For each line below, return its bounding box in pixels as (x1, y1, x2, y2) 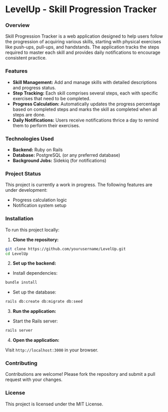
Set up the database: (12, 289, 57, 296)
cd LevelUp (5, 251, 28, 256)
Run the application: (12, 308, 57, 314)
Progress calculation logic (12, 197, 67, 203)
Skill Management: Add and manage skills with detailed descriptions (12, 79, 157, 85)
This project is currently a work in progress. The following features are (5, 182, 153, 188)
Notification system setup (12, 202, 67, 209)
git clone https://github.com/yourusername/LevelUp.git (5, 246, 126, 251)
